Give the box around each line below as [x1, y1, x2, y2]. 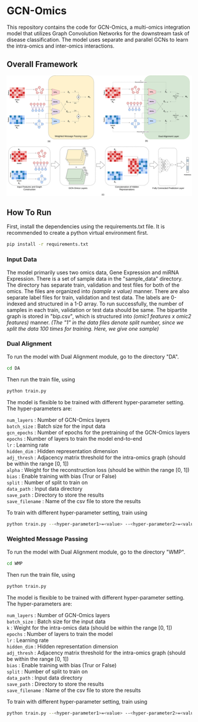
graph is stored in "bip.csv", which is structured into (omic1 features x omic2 [6, 312, 192, 320]
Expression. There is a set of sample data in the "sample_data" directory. [6, 275, 183, 282]
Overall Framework [6, 59, 78, 69]
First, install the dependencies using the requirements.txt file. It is [6, 223, 165, 230]
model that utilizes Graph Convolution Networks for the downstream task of [6, 29, 190, 36]
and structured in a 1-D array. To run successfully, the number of [27, 300, 184, 307]
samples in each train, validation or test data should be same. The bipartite [6, 306, 187, 313]
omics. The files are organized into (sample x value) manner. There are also [6, 287, 190, 295]
